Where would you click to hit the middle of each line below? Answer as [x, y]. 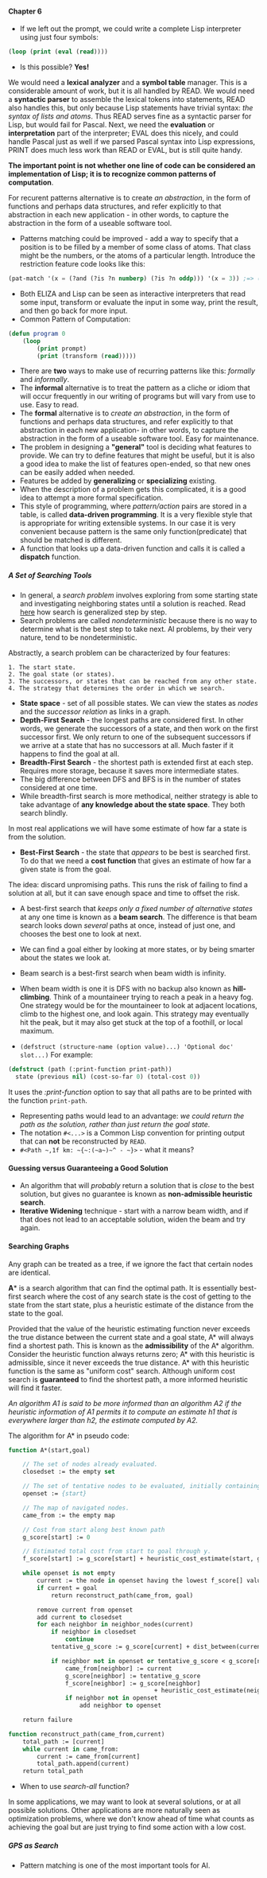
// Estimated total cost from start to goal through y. [117, 1552]
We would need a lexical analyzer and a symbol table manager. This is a [128, 83]
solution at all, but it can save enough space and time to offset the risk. [124, 893]
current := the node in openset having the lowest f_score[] [140, 1581]
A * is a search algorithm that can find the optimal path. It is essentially [123, 1288]
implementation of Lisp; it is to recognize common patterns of [112, 174]
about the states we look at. [65, 958]
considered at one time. [58, 788]
